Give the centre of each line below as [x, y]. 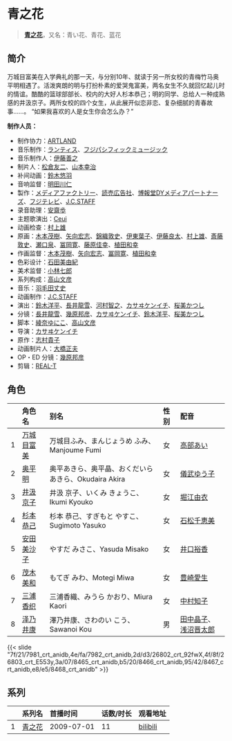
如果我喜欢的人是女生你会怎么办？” [84, 111]
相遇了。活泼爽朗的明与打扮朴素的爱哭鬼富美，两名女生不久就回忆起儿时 [122, 85]
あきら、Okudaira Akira [87, 479]
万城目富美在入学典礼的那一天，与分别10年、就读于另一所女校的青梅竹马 [110, 76]
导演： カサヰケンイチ [47, 331]
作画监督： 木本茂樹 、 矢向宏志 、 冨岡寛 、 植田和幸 [87, 253]
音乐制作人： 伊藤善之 [47, 158]
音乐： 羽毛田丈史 [41, 287]
